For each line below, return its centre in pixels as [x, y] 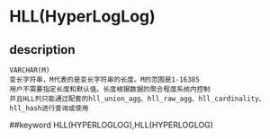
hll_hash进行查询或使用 [49, 109]
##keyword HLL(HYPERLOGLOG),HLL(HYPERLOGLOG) [112, 125]
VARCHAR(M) [30, 70]
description [42, 50]
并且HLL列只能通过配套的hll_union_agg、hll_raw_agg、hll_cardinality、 [138, 99]
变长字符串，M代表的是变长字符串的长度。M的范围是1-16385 [104, 80]
